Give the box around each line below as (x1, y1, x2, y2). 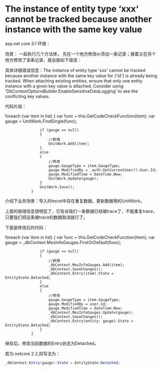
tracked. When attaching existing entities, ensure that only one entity (5, 78, 143, 83)
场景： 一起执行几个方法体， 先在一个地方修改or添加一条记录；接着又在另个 (5, 51, 156, 57)
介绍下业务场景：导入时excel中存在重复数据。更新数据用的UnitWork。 (5, 198, 145, 204)
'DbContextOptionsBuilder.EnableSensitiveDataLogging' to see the (5, 88, 138, 94)
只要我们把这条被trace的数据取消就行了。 (5, 214, 88, 220)
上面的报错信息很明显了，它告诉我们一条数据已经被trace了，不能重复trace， (5, 208, 158, 214)
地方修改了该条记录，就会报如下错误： (5, 57, 81, 63)
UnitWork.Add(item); (48, 141, 90, 146)
